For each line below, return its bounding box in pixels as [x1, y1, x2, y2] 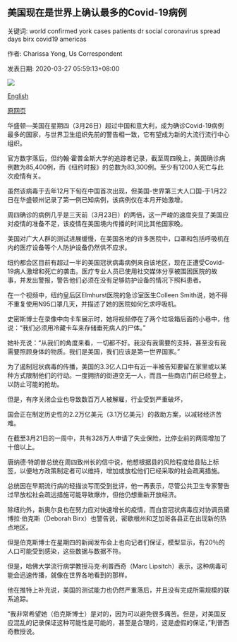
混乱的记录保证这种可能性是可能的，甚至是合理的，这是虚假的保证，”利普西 [13, 618, 230, 626]
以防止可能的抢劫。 [7, 380, 63, 388]
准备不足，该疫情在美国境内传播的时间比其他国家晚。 [31, 219, 187, 227]
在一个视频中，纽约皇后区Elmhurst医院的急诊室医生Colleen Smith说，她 [7, 290, 216, 299]
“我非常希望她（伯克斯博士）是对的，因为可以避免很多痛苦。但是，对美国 [7, 610, 221, 618]
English [7, 91, 29, 100]
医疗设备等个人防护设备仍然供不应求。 [19, 243, 131, 251]
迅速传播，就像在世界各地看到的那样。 [19, 571, 131, 579]
